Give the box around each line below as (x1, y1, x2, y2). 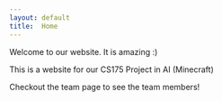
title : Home (9, 22, 58, 31)
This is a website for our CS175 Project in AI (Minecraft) (9, 64, 214, 75)
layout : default (9, 13, 70, 23)
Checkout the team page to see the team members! (9, 81, 200, 92)
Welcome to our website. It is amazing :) (9, 46, 158, 57)
